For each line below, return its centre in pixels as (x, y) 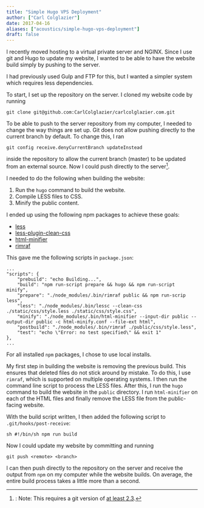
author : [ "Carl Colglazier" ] (43, 18)
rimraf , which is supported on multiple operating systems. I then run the (97, 379)
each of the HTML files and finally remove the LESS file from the (87, 398)
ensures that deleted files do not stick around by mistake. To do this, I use (99, 372)
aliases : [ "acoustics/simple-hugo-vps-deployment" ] (73, 29)
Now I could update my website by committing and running (80, 445)
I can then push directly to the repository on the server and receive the (95, 468)
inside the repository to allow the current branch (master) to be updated (96, 159)
